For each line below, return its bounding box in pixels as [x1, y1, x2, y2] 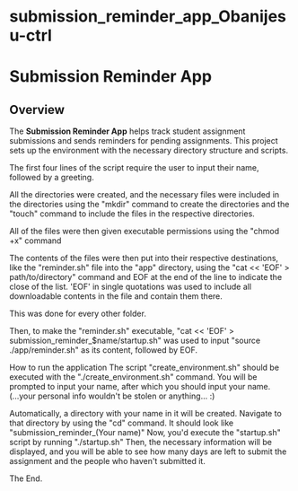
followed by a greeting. [9, 172, 94, 183]
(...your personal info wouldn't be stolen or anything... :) [9, 390, 215, 401]
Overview [9, 101, 66, 118]
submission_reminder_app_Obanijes [9, 6, 287, 27]
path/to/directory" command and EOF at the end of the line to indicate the [9, 272, 283, 283]
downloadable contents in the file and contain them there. [9, 291, 223, 302]
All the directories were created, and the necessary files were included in [9, 189, 280, 200]
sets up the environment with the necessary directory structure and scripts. [9, 145, 289, 156]
